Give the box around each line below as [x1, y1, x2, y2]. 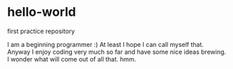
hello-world [7, 4, 77, 20]
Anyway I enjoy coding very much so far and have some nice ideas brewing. [7, 48, 227, 56]
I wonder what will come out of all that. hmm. [7, 55, 137, 63]
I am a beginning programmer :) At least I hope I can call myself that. [7, 40, 204, 48]
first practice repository [7, 27, 75, 35]
